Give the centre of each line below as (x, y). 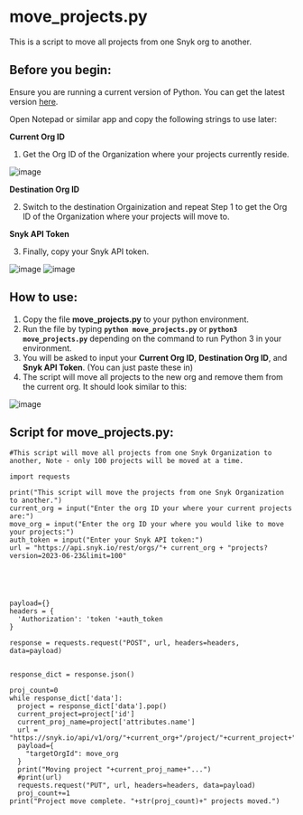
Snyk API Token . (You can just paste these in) (108, 367)
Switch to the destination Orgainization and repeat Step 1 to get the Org (155, 206)
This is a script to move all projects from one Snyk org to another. (131, 42)
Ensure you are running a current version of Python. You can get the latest (147, 91)
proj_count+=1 (44, 793)
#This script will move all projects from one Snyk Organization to (141, 453)
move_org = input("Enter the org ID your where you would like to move (147, 525)
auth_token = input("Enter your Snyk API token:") (106, 540)
